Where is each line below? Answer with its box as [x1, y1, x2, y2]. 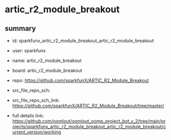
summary [5, 24, 36, 33]
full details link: [12, 113, 45, 118]
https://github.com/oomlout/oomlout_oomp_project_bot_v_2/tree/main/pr [12, 118, 166, 124]
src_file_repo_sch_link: [12, 97, 60, 103]
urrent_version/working [12, 129, 61, 135]
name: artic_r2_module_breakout [12, 57, 82, 64]
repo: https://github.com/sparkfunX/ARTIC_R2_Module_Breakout [12, 77, 149, 83]
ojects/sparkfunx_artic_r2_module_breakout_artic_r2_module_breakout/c [12, 124, 166, 129]
